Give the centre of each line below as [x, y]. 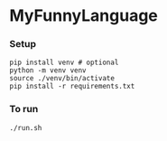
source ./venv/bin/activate [62, 79]
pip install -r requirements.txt [72, 87]
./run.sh [26, 127]
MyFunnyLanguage [83, 16]
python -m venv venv [48, 70]
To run [24, 109]
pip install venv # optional [64, 63]
